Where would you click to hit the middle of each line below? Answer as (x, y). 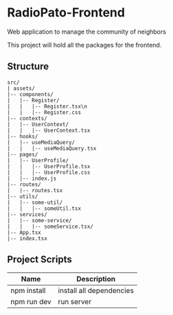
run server (74, 301)
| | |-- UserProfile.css (49, 172)
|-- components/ (30, 94)
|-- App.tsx (24, 232)
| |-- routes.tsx (35, 190)
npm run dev (31, 301)
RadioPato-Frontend (66, 13)
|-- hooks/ (23, 136)
